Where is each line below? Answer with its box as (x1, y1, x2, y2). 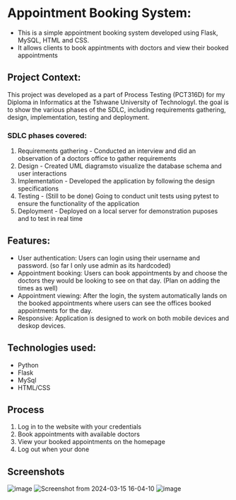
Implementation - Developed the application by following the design (17, 177, 216, 186)
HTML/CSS (17, 383, 51, 392)
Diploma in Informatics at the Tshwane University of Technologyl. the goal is (7, 98, 230, 106)
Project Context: (7, 72, 81, 84)
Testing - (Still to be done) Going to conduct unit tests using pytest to (17, 192, 219, 200)
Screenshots (7, 465, 65, 477)
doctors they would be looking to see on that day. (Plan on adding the (17, 276, 220, 285)
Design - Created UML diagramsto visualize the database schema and (17, 161, 223, 171)
